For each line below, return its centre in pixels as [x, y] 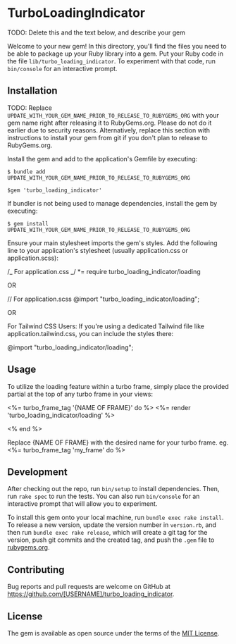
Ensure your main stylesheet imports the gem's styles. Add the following [112, 243]
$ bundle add [26, 172]
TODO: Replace [30, 108]
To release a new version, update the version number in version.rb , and [112, 525]
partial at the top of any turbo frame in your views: [80, 394]
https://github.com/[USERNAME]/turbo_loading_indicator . [91, 594]
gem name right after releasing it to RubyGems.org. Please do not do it [110, 123]
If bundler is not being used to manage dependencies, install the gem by [112, 203]
